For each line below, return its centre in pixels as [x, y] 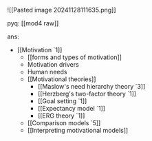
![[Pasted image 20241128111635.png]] [62, 10]
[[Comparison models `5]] [64, 123]
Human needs [47, 72]
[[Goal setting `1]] [62, 101]
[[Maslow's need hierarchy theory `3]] [91, 86]
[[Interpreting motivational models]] [78, 130]
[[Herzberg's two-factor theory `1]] [87, 94]
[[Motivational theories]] [62, 79]
